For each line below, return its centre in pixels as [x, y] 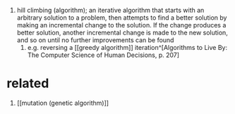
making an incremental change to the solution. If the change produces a [121, 25]
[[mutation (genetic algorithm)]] [63, 103]
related [28, 83]
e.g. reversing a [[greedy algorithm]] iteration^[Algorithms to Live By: [127, 47]
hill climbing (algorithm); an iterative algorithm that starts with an [110, 10]
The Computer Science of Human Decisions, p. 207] [103, 55]
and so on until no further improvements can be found [95, 40]
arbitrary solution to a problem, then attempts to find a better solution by [122, 18]
